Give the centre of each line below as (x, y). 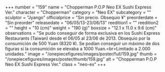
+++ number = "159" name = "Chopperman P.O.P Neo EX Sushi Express (78, 7)
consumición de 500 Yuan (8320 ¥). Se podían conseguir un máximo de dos (82, 43)
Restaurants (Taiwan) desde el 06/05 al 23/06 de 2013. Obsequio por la (78, 38)
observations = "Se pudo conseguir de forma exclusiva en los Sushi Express (82, 33)
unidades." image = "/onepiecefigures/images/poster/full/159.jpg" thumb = (81, 54)
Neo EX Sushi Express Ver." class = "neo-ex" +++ (56, 64)
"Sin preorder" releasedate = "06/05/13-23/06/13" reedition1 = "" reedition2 (82, 23)
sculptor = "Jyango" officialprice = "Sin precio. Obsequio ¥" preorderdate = (81, 17)
